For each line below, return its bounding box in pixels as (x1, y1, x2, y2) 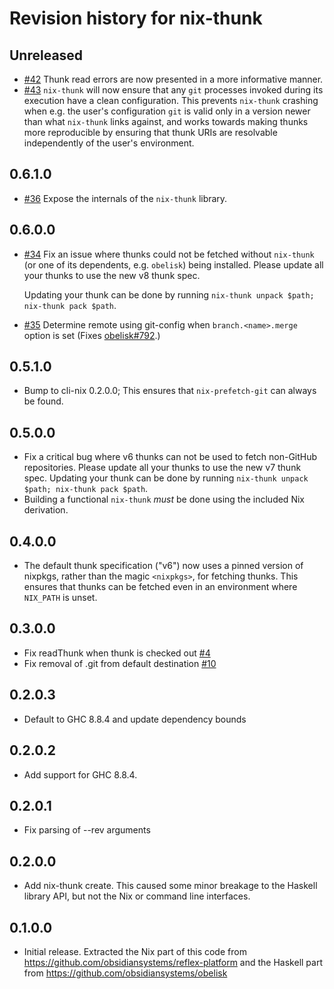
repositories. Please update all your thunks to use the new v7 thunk (23, 462, 302, 474)
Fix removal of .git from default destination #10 (23, 657, 217, 669)
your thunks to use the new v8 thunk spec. (23, 269, 201, 281)
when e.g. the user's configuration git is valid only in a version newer (23, 105, 311, 117)
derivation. (23, 504, 69, 516)
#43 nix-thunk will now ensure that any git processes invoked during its (23, 84, 324, 96)
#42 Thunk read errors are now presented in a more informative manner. (23, 73, 324, 85)
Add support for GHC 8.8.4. (23, 768, 138, 781)
